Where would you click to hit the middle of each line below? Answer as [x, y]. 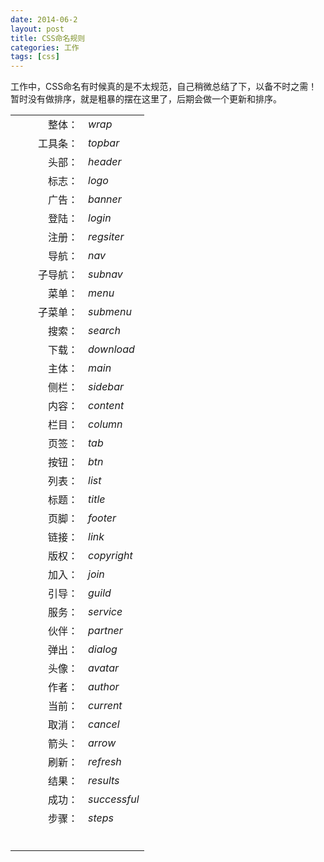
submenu [110, 312]
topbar [104, 143]
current [105, 706]
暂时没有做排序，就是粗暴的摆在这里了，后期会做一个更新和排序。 [146, 99]
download [111, 349]
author [104, 687]
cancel [104, 724]
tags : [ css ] [35, 57]
